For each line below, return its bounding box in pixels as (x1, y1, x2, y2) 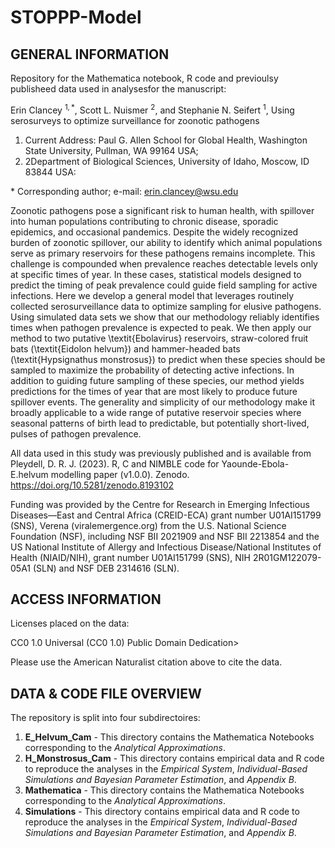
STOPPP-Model (10, 6, 142, 29)
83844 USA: (24, 166, 77, 178)
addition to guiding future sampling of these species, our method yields (10, 374, 305, 386)
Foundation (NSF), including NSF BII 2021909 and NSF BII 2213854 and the (10, 530, 320, 542)
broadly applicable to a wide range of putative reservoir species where (10, 406, 302, 418)
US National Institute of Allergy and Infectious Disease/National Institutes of (10, 541, 322, 553)
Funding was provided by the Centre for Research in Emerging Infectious (10, 498, 310, 510)
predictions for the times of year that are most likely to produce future (10, 385, 298, 397)
